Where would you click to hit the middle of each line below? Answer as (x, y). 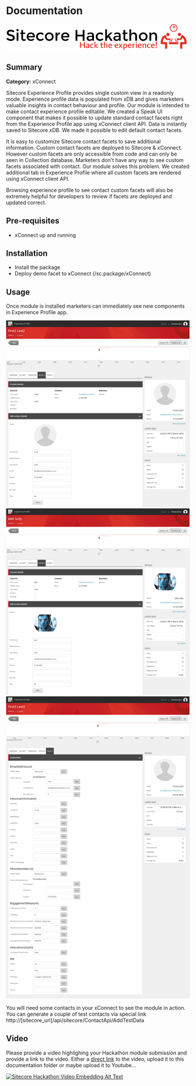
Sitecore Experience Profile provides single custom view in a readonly (90, 92)
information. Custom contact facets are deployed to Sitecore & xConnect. (94, 147)
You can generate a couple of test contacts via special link (76, 1014)
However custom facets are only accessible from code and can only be (92, 154)
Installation (27, 253)
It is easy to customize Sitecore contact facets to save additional (83, 141)
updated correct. (26, 202)
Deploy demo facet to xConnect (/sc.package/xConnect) (83, 274)
